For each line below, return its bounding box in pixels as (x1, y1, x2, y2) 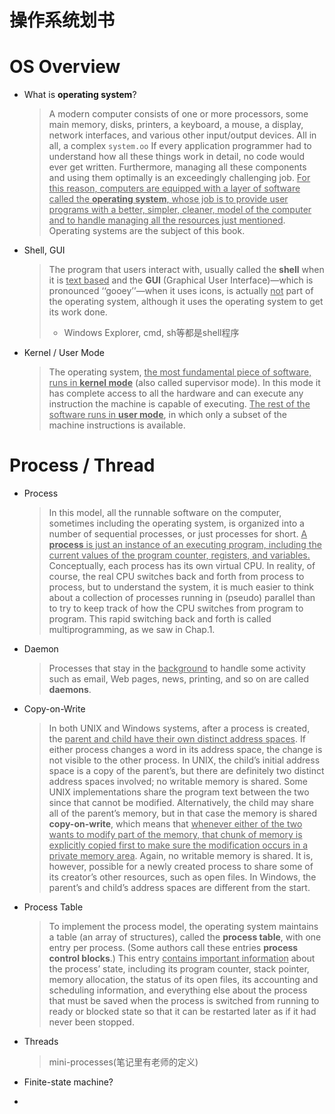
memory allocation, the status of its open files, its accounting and (48, 974, 319, 986)
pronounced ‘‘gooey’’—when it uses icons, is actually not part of (48, 285, 314, 297)
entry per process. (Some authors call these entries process (48, 942, 299, 954)
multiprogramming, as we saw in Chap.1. (48, 624, 216, 636)
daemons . (48, 684, 92, 696)
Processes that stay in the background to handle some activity (48, 662, 306, 675)
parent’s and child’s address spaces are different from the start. (48, 882, 311, 894)
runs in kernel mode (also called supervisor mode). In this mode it (48, 377, 321, 389)
